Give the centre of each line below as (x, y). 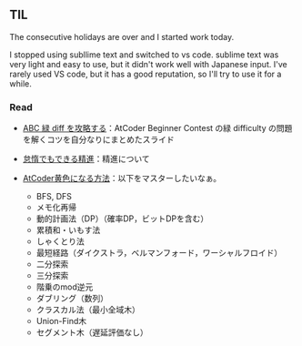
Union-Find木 (61, 321)
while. (20, 83)
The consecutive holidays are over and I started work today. (122, 36)
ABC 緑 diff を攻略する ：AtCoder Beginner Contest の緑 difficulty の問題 (157, 128)
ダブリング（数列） (72, 299)
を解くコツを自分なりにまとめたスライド (98, 139)
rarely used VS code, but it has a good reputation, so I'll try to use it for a (146, 74)
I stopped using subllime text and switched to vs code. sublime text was (144, 55)
